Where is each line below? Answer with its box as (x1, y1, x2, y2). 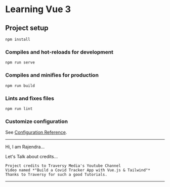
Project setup (5, 24, 49, 32)
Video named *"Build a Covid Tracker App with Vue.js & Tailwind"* (5, 168, 151, 173)
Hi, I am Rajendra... (5, 144, 45, 150)
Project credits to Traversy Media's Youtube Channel (5, 163, 121, 168)
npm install (5, 37, 30, 42)
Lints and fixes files (5, 95, 55, 102)
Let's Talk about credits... (5, 154, 58, 160)
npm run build (5, 83, 35, 88)
